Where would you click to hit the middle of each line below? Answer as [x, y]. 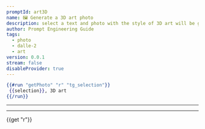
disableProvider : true [35, 68]
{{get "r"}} [19, 120]
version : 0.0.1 [26, 57]
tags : [13, 35]
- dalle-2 [24, 46]
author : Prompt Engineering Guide [50, 29]
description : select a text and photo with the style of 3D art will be [101, 23]
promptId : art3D [27, 12]
